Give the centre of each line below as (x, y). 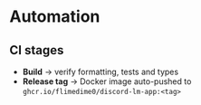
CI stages (37, 50)
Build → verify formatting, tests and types (100, 72)
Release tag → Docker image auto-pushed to (107, 81)
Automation (55, 17)
